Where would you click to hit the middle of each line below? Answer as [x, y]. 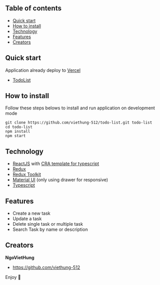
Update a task [27, 219]
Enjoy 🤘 [13, 277]
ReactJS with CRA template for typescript [56, 164]
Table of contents [33, 8]
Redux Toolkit [27, 175]
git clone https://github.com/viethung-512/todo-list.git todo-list [79, 123]
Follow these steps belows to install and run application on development [80, 108]
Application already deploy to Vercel [43, 70]
